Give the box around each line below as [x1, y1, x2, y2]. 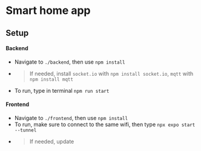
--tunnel [14, 127, 37, 133]
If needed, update [29, 138, 74, 145]
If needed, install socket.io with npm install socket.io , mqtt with [29, 70, 194, 77]
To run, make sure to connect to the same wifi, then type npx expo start [14, 121, 196, 128]
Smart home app [5, 4, 91, 18]
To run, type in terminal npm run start [14, 87, 110, 94]
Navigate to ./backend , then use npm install [14, 58, 125, 65]
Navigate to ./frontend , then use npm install [14, 114, 128, 121]
